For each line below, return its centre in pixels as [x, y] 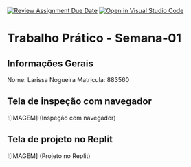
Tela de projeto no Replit [60, 139]
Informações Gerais [50, 63]
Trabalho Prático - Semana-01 [94, 38]
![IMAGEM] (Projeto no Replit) [49, 156]
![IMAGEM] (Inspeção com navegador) [61, 118]
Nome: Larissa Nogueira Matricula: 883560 [68, 80]
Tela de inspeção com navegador [80, 102]
